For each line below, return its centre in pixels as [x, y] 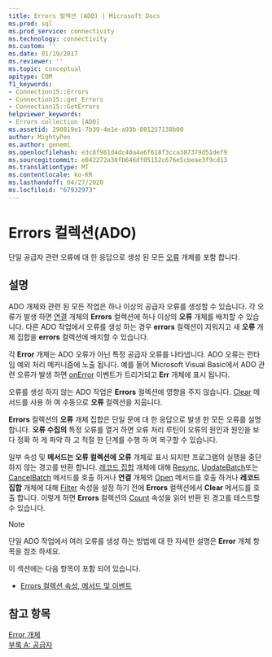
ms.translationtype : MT [49, 168]
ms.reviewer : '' [36, 62]
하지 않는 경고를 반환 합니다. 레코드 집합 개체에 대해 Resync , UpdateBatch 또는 [134, 467]
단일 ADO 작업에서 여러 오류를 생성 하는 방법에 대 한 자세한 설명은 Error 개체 [130, 541]
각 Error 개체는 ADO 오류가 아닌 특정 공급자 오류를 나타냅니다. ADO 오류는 [127, 354]
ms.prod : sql [31, 24]
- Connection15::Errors [49, 92]
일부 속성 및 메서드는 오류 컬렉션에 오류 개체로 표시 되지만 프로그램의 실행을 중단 [135, 457]
